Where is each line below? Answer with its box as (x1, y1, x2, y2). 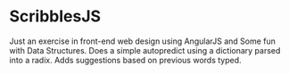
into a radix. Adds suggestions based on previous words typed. (9, 54, 243, 65)
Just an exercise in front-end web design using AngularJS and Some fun (9, 36, 277, 46)
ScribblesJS (9, 6, 101, 27)
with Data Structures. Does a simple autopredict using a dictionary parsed (9, 45, 281, 55)
